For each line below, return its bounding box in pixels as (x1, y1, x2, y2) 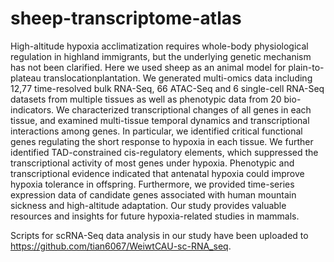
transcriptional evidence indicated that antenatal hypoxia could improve (10, 167, 305, 179)
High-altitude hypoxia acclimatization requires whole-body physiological (10, 40, 309, 52)
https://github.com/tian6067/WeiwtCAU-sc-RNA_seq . (10, 240, 232, 252)
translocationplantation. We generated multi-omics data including (43, 72, 313, 84)
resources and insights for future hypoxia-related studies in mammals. (10, 210, 300, 222)
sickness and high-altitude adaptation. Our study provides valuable (10, 199, 287, 211)
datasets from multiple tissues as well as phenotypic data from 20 (10, 93, 282, 105)
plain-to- (288, 61, 325, 73)
